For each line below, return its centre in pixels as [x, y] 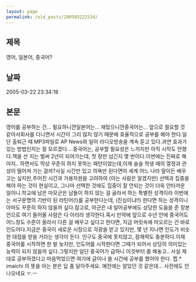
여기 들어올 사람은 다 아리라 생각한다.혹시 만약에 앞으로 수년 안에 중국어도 [105, 215]
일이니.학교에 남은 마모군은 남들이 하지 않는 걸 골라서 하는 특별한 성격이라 [90, 192]
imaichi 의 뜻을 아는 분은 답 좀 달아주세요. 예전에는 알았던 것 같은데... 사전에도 [94, 266]
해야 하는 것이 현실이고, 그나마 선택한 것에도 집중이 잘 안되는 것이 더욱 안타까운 [96, 185]
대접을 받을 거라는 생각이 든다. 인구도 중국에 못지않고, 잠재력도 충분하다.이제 [99, 236]
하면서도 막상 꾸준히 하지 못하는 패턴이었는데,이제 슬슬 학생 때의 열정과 [100, 163]
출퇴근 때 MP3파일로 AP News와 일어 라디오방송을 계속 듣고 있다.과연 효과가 [99, 142]
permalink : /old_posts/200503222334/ [52, 17]
